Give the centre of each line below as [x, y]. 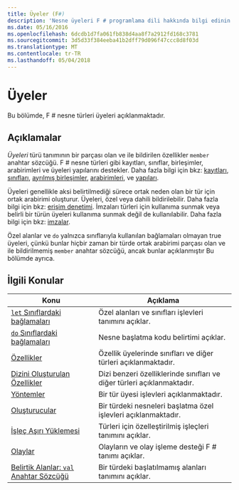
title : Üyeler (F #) [36, 14]
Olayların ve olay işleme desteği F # [158, 447]
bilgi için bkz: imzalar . [39, 221]
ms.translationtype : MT [43, 47]
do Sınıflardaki [34, 333]
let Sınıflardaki [36, 313]
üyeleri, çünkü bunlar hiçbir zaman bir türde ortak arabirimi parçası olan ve [117, 243]
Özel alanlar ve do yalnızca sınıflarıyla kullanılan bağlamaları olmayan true [115, 235]
